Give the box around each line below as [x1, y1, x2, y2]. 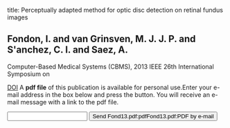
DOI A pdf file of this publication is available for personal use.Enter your [7, 83, 213, 91]
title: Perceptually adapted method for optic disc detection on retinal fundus [7, 6, 224, 14]
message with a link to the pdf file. [20, 98, 119, 106]
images [7, 13, 28, 21]
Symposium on [7, 69, 51, 78]
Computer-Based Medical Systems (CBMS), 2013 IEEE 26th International [7, 62, 215, 71]
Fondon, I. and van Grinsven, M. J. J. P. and [7, 33, 196, 45]
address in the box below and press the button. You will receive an [20, 90, 211, 99]
